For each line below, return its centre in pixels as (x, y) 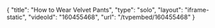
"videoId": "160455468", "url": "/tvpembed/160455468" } (112, 17)
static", (17, 17)
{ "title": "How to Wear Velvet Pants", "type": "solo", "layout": (95, 10)
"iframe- (197, 10)
